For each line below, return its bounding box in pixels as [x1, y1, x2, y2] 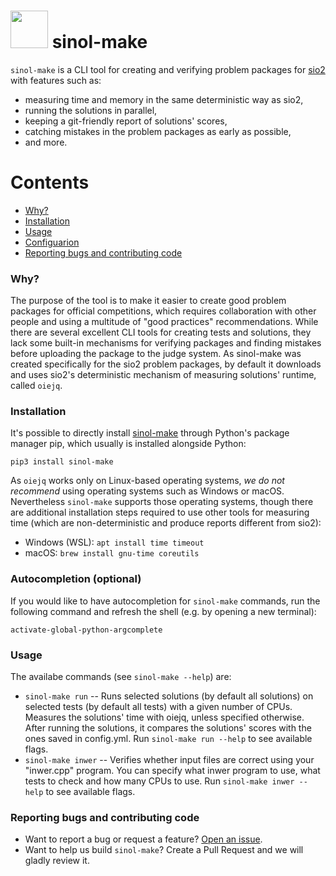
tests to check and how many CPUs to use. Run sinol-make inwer [24, 775, 295, 787]
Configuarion [24, 236, 80, 248]
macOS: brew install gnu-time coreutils [24, 547, 200, 559]
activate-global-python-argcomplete [10, 625, 163, 635]
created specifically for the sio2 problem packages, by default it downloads [10, 358, 322, 370]
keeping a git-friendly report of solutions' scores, [24, 115, 228, 127]
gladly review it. [24, 855, 90, 867]
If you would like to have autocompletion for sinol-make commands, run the [10, 595, 321, 607]
